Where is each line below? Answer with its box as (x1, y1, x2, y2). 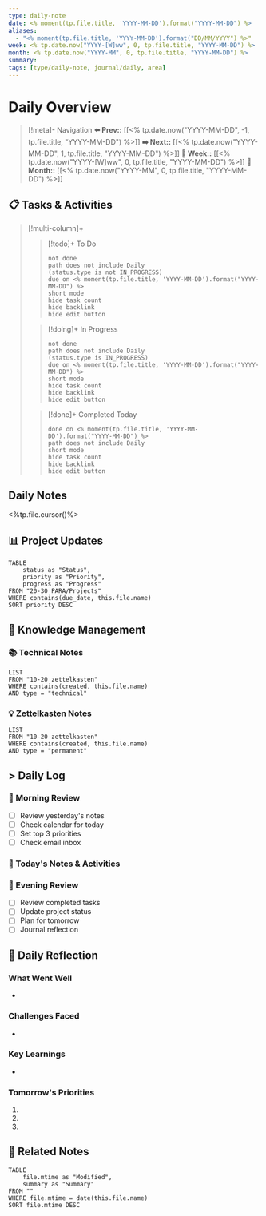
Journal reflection (19, 924, 78, 935)
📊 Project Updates (8, 534, 104, 547)
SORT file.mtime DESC (8, 1201, 81, 1209)
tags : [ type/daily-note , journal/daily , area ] (8, 64, 166, 72)
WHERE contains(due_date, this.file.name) (8, 594, 152, 602)
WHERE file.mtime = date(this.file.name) (8, 1194, 149, 1202)
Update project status (19, 907, 92, 916)
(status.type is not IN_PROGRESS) (47, 268, 163, 276)
